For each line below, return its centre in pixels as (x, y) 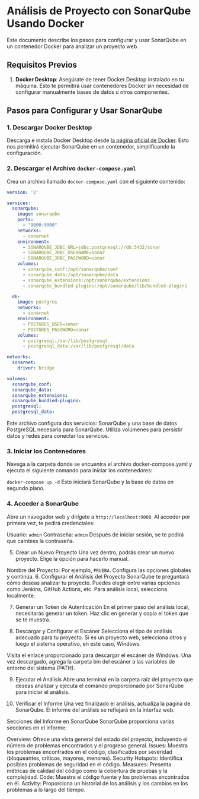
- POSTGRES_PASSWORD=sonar (56, 330)
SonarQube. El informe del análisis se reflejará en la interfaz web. (95, 710)
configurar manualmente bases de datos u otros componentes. (92, 92)
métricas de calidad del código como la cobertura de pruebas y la (87, 770)
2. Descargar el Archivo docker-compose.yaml (72, 169)
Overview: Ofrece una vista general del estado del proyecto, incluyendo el (97, 739)
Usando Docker (46, 23)
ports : (25, 220)
